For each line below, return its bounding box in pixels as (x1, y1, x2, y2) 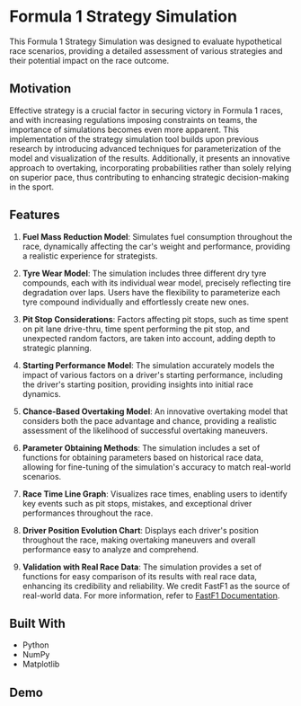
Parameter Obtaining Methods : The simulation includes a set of (22, 442, 261, 453)
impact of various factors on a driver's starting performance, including (22, 369, 283, 380)
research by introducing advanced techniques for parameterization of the (9, 143, 281, 154)
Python (22, 640, 49, 650)
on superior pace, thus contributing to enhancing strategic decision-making (9, 172, 289, 182)
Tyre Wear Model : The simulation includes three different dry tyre (22, 268, 267, 278)
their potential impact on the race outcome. (9, 55, 170, 66)
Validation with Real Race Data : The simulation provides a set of (22, 561, 262, 572)
